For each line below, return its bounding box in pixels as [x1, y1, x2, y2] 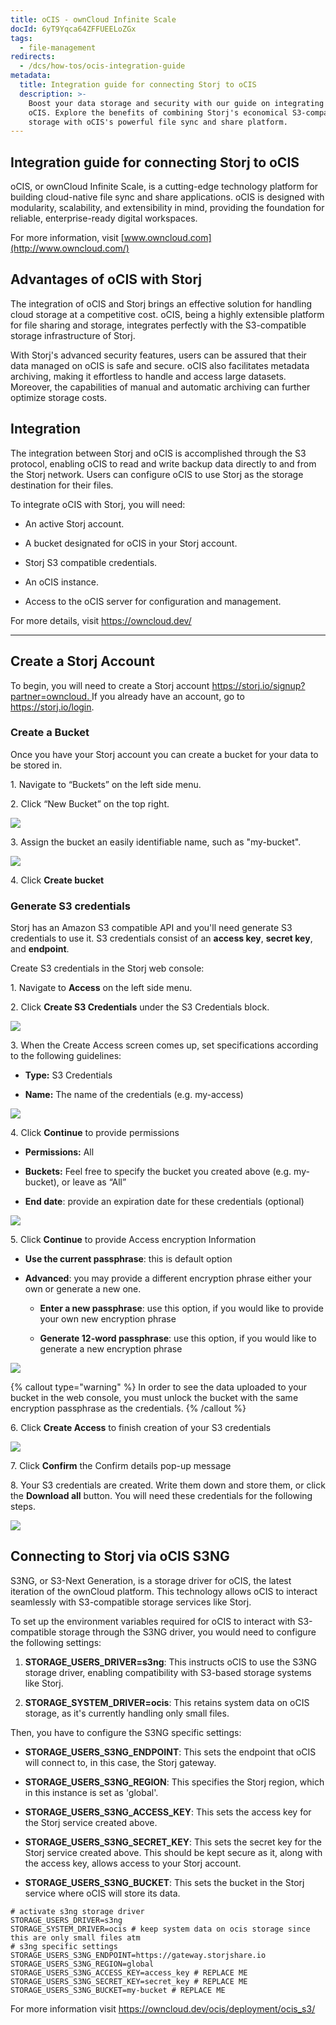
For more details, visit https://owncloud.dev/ [10, 614, 192, 626]
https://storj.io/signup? [211, 679, 306, 691]
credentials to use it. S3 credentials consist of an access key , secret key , [10, 932, 313, 945]
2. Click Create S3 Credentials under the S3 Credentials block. [10, 1001, 270, 1013]
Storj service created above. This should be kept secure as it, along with [24, 1846, 323, 1858]
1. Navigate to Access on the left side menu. [10, 982, 193, 994]
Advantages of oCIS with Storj [10, 271, 203, 288]
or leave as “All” [61, 1176, 127, 1188]
